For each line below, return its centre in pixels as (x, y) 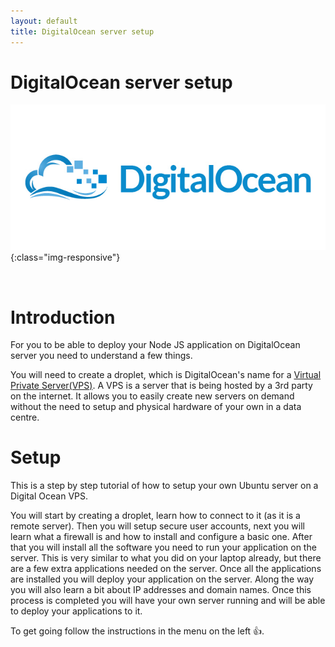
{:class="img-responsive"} (65, 257)
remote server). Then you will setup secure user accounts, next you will (157, 526)
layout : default (44, 21)
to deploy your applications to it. (76, 611)
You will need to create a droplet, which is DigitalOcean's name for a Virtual (166, 375)
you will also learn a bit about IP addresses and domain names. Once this (161, 590)
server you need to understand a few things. (101, 356)
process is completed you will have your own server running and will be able (168, 601)
